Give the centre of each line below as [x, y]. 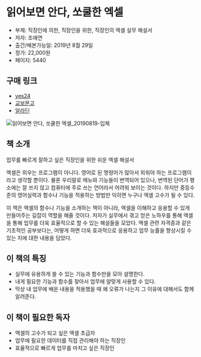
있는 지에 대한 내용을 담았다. [39, 237]
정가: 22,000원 [33, 52]
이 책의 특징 [26, 258]
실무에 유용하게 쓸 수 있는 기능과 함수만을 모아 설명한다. [80, 274]
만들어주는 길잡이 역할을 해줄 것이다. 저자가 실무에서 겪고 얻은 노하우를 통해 [94, 215]
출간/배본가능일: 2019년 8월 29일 [54, 45]
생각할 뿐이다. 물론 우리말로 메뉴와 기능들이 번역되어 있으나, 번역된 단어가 [103, 180]
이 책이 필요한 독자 [38, 317]
